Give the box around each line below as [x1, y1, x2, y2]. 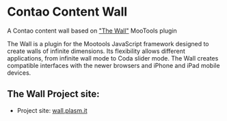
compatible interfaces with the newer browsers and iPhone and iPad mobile [7, 61, 220, 69]
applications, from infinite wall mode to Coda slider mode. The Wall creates [7, 54, 219, 62]
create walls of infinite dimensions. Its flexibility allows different [7, 47, 186, 55]
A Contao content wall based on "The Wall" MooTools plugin [7, 27, 178, 35]
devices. [7, 69, 31, 77]
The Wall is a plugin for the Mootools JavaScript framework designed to [7, 39, 209, 48]
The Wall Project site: [7, 88, 100, 100]
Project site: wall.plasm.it [16, 106, 88, 114]
